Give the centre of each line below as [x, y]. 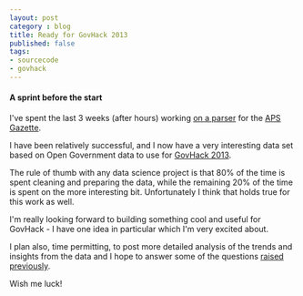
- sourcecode [34, 60]
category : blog [40, 26]
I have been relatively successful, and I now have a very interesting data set [151, 146]
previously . [30, 266]
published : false [42, 43]
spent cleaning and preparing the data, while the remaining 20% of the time [151, 182]
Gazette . [25, 128]
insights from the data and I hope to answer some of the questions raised [146, 257]
